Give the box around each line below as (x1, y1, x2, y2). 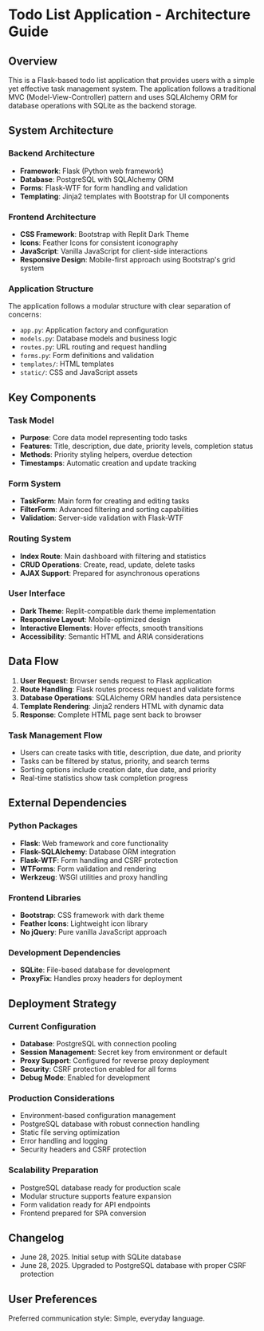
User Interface (8, 588, 65, 599)
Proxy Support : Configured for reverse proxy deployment (19, 1055, 210, 1065)
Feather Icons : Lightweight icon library (19, 919, 148, 928)
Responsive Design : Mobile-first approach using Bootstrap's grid (19, 254, 235, 264)
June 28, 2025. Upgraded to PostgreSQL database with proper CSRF (19, 1261, 247, 1270)
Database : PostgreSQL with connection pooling (19, 1038, 177, 1048)
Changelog (8, 1231, 65, 1245)
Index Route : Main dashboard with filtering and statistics (19, 551, 207, 561)
